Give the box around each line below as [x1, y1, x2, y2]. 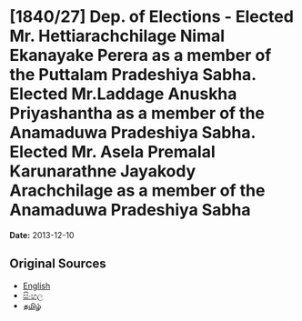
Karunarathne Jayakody [9, 161, 196, 182]
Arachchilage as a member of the [9, 180, 266, 201]
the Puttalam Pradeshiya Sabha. [9, 65, 257, 85]
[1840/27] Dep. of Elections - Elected [9, 6, 294, 27]
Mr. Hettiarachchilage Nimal [9, 25, 226, 46]
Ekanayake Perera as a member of [9, 45, 272, 65]
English [22, 280, 51, 291]
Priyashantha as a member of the [9, 103, 266, 124]
